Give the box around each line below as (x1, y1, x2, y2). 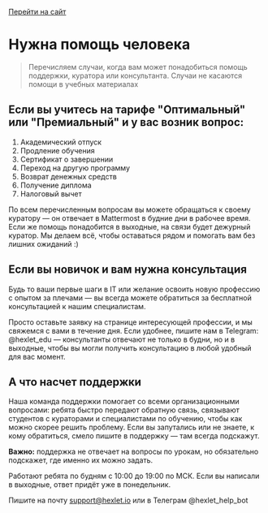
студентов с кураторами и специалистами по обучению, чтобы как (8, 414, 243, 424)
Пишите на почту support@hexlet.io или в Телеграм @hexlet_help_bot (8, 495, 249, 506)
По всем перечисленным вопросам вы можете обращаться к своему (8, 205, 251, 214)
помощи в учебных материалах (28, 79, 139, 88)
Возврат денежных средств (19, 171, 118, 181)
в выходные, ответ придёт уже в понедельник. (8, 480, 171, 489)
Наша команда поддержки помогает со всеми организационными (8, 397, 240, 407)
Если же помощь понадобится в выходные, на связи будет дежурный (8, 222, 251, 231)
